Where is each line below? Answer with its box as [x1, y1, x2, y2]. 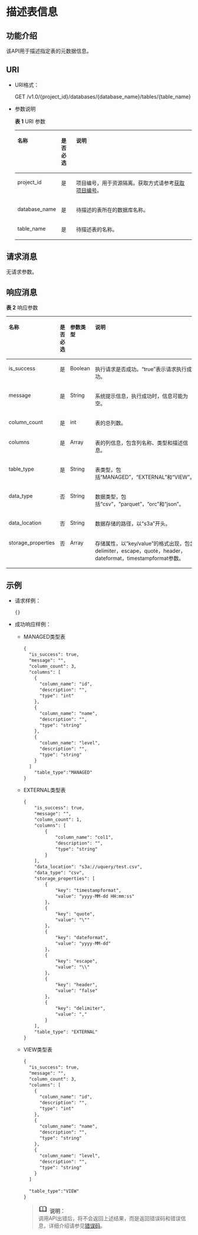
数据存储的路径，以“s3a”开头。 [95, 520, 171, 527]
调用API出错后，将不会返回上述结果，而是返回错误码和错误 [38, 1215, 181, 1221]
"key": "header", [55, 982, 98, 988]
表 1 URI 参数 [14, 117, 46, 124]
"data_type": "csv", [34, 870, 85, 876]
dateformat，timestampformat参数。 [95, 554, 184, 561]
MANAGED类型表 [23, 633, 66, 640]
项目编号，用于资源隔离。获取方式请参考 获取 [76, 179, 185, 186]
